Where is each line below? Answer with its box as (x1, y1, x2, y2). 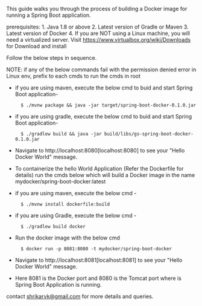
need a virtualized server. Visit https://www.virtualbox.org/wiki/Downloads (6, 36, 191, 43)
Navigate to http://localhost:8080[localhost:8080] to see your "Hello (14, 147, 185, 154)
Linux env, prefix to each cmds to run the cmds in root (6, 73, 140, 79)
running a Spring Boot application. (6, 11, 92, 19)
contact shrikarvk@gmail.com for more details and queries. (6, 293, 154, 300)
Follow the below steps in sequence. (6, 54, 97, 61)
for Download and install (6, 42, 67, 50)
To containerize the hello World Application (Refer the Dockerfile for (14, 165, 184, 172)
